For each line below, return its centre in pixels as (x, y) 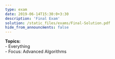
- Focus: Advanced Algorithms (36, 52)
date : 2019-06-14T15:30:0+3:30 (37, 14)
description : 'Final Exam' (33, 18)
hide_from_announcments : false (37, 28)
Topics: (13, 41)
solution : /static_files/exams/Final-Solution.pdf (58, 23)
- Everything (18, 46)
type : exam (16, 9)
